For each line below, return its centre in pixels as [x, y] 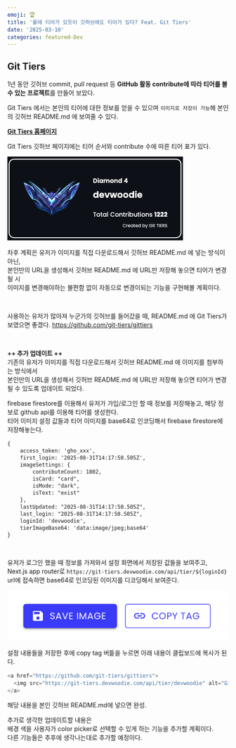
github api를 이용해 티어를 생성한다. [69, 412]
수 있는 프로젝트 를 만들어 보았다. [51, 93]
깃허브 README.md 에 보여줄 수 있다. [66, 116]
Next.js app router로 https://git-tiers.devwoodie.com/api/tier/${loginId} [117, 571]
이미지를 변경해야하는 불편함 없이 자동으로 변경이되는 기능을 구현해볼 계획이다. [114, 288]
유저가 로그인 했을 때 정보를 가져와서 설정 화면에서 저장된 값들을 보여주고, [107, 563]
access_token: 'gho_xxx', [58, 451]
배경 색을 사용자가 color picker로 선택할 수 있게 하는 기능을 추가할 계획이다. [111, 728]
